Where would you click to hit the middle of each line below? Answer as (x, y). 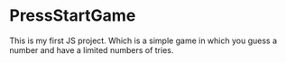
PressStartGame (73, 16)
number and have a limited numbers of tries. (92, 49)
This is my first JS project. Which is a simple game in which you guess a (143, 40)
